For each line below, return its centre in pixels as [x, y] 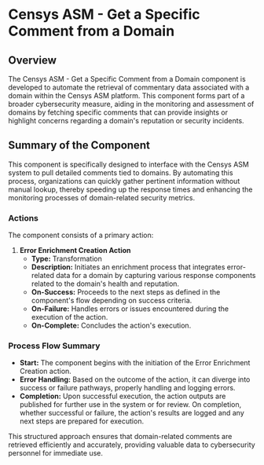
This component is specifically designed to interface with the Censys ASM [128, 164]
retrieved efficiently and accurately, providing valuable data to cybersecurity [132, 445]
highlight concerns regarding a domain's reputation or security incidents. [126, 121]
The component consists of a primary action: [81, 235]
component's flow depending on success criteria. [112, 301]
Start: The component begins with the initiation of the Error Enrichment [135, 363]
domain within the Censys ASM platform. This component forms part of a [126, 95]
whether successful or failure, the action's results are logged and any [132, 413]
